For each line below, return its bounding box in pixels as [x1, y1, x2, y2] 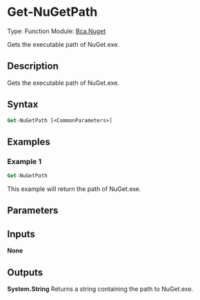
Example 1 [7, 157, 42, 166]
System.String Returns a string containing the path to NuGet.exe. [7, 285, 194, 293]
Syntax [7, 99, 39, 110]
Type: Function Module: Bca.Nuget [7, 27, 106, 35]
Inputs [7, 228, 36, 240]
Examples [7, 136, 50, 148]
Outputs [7, 266, 43, 278]
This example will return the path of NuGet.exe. [7, 185, 141, 193]
